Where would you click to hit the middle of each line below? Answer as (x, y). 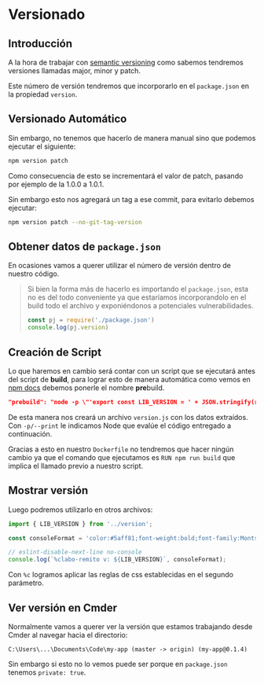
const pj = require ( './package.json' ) (91, 320)
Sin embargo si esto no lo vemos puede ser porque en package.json (118, 664)
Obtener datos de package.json (84, 247)
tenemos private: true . (47, 672)
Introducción (40, 44)
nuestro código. (34, 274)
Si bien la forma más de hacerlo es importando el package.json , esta (138, 289)
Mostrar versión (48, 490)
